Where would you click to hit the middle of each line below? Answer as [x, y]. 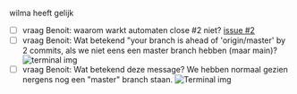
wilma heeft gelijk [42, 13]
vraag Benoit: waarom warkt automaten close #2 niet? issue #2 [138, 30]
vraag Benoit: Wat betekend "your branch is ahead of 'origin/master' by [154, 40]
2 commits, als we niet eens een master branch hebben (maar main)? [149, 51]
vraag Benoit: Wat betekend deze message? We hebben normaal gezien [155, 70]
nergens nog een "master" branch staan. [97, 80]
